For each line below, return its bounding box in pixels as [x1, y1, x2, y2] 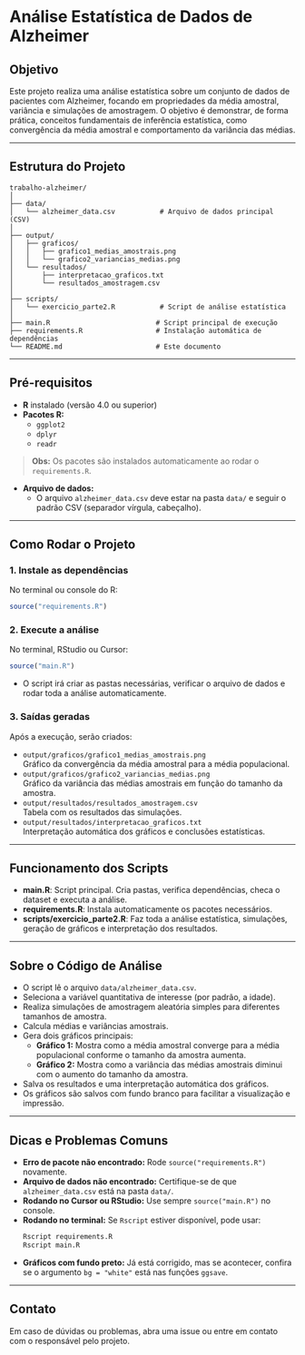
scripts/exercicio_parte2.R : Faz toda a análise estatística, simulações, [22, 914, 288, 925]
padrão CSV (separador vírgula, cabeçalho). [35, 502, 202, 513]
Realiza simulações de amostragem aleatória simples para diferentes [22, 1001, 280, 1013]
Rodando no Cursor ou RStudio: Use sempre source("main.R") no [22, 1195, 271, 1206]
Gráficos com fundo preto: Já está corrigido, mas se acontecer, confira [22, 1257, 292, 1268]
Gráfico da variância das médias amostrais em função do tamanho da [22, 778, 283, 789]
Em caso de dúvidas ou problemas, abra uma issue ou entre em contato [9, 1325, 279, 1336]
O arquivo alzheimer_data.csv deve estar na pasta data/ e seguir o [35, 492, 287, 503]
